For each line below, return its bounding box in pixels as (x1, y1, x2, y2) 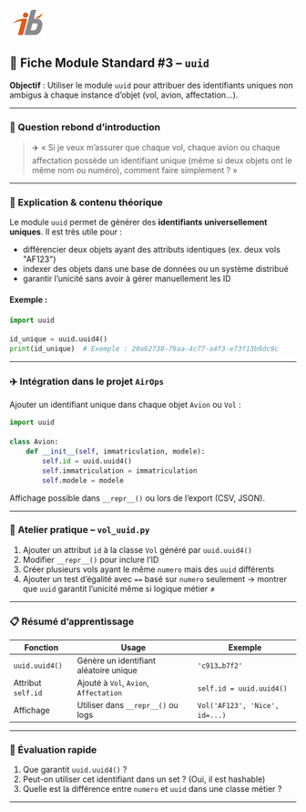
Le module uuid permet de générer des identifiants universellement (9, 217, 268, 228)
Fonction (24, 641, 59, 652)
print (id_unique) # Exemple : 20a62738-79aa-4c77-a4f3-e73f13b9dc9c (9, 345, 280, 354)
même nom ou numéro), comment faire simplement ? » (31, 165, 239, 176)
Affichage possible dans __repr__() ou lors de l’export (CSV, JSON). (9, 492, 266, 504)
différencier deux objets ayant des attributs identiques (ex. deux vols (22, 245, 280, 255)
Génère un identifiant (76, 655, 157, 666)
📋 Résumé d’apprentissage (9, 615, 135, 628)
